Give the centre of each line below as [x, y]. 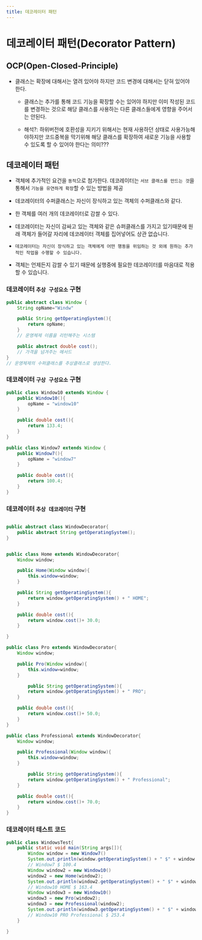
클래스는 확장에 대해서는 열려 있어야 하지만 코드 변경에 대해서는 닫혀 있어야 [103, 81]
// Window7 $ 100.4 [52, 865]
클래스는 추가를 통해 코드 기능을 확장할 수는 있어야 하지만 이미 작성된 [104, 101]
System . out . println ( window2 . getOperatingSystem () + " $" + [103, 882]
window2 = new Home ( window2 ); [66, 876]
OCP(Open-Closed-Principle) [62, 66]
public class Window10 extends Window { [58, 392]
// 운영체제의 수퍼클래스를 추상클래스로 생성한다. [59, 363]
